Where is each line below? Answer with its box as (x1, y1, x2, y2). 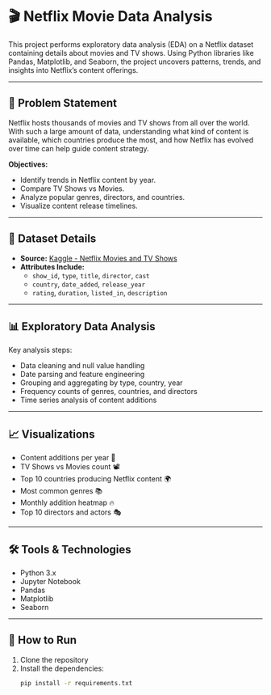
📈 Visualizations (8, 427, 95, 441)
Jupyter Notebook (19, 577, 81, 586)
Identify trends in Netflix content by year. (19, 175, 156, 184)
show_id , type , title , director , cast (31, 270, 151, 280)
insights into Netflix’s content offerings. (8, 65, 139, 74)
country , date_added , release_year (31, 279, 146, 289)
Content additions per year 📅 (19, 453, 116, 463)
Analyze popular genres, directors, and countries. (19, 192, 186, 201)
